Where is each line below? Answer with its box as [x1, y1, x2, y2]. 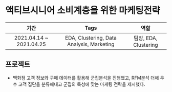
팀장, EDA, [134, 34, 158, 42]
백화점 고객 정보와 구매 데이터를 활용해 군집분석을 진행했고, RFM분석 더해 [12, 75, 159, 81]
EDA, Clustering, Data [64, 34, 117, 41]
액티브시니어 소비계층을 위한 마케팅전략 [5, 5, 160, 16]
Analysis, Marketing [67, 41, 115, 48]
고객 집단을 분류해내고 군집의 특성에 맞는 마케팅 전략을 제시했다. [18, 81, 145, 87]
